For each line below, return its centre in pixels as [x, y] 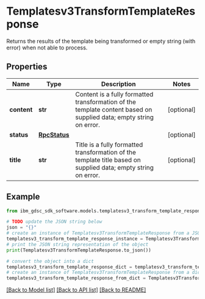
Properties [27, 67]
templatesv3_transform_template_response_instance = [75, 239]
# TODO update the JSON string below [54, 222]
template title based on [108, 160]
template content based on [114, 109]
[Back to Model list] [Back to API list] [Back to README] [76, 290]
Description [118, 84]
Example [23, 197]
